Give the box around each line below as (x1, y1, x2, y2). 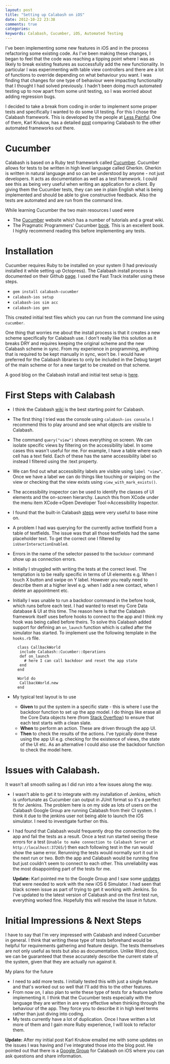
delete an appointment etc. (12, 587, 69, 593)
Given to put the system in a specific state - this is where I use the (20, 704, 158, 710)
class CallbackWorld (17, 645, 61, 650)
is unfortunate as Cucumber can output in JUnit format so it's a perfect (12, 796, 161, 803)
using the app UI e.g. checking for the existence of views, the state (20, 736, 160, 742)
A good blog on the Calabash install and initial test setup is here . (5, 372, 139, 378)
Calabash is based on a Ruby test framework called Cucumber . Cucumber (5, 159, 160, 165)
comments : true (5, 21, 37, 27)
